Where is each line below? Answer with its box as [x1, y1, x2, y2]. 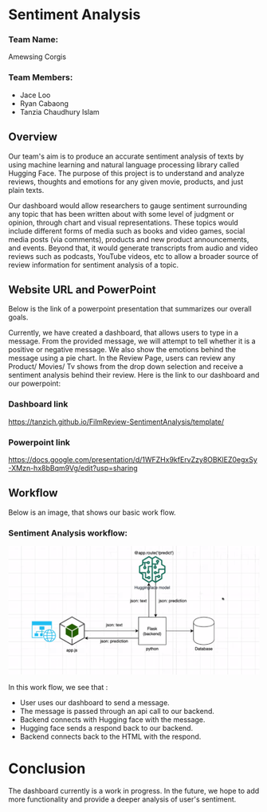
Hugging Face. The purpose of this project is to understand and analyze [8, 168, 245, 178]
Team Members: [8, 72, 73, 83]
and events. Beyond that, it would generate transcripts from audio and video [8, 243, 258, 253]
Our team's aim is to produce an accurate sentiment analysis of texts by [8, 151, 245, 161]
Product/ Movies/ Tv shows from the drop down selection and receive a [8, 362, 244, 371]
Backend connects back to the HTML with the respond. [19, 732, 202, 742]
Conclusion [8, 759, 86, 778]
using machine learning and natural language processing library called [8, 159, 239, 169]
